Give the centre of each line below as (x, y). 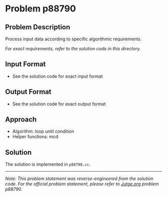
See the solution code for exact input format (57, 76)
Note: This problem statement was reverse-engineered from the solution (79, 179)
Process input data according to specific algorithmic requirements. (73, 39)
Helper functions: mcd (35, 137)
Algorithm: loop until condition (43, 131)
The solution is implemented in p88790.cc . (48, 164)
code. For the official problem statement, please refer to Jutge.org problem (82, 184)
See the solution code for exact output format (59, 104)
